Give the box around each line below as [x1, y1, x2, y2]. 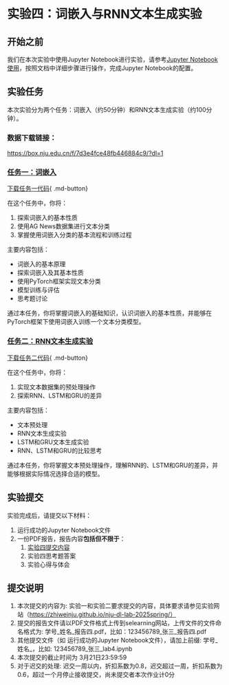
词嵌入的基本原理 [17, 260, 66, 268]
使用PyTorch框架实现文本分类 [17, 277, 101, 285]
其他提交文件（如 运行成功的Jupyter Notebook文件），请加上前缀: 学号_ [17, 636, 219, 644]
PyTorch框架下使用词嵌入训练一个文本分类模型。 [7, 318, 145, 326]
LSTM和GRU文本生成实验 [17, 437, 89, 446]
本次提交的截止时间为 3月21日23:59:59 [17, 653, 127, 662]
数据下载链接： [7, 133, 57, 142]
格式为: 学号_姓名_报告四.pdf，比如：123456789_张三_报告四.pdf [23, 627, 207, 636]
